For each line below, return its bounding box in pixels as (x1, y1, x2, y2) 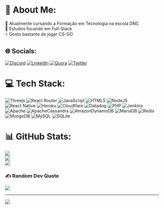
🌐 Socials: (5, 47, 37, 56)
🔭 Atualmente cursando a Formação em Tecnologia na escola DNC (5, 20, 139, 26)
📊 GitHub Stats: (5, 131, 72, 142)
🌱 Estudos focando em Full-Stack (5, 25, 72, 31)
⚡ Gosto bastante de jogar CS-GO (5, 31, 73, 37)
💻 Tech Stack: (5, 78, 65, 89)
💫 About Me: (5, 4, 57, 16)
